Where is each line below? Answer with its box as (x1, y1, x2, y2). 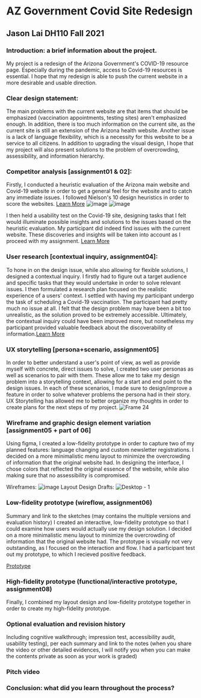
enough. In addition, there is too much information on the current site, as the (6, 120, 196, 128)
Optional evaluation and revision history (6, 620, 126, 628)
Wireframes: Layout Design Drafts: (6, 483, 114, 491)
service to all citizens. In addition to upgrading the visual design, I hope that (6, 140, 194, 147)
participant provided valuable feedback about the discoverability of (6, 324, 173, 331)
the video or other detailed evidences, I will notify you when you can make (6, 646, 191, 653)
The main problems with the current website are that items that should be (6, 108, 188, 115)
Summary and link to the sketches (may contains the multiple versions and (6, 512, 191, 519)
